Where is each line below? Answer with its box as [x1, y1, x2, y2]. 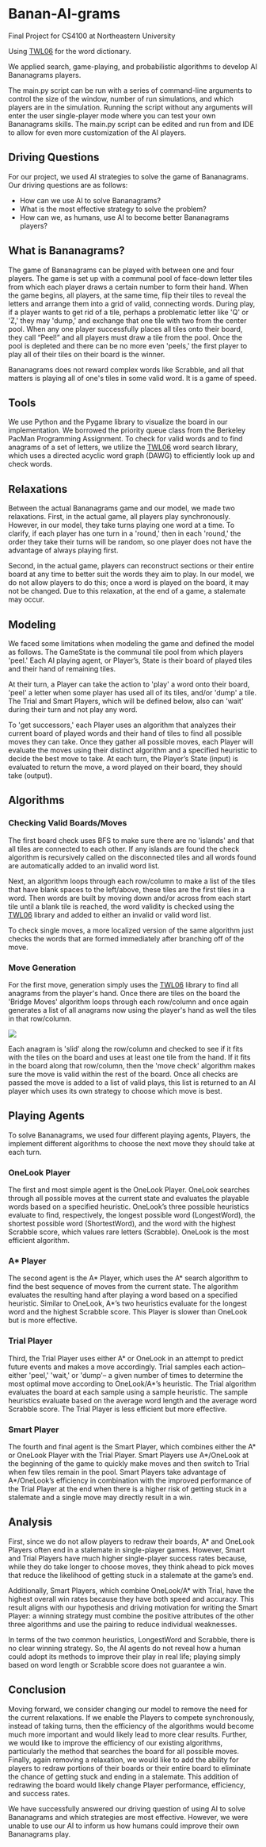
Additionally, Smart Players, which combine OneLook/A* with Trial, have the [8, 1585, 255, 1595]
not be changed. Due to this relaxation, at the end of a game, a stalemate [8, 587, 246, 596]
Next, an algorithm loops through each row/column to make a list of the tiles [8, 876, 256, 886]
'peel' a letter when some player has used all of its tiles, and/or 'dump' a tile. [8, 688, 257, 697]
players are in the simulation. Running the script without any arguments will [8, 102, 253, 112]
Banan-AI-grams [8, 5, 121, 23]
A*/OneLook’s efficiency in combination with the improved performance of [8, 1476, 252, 1485]
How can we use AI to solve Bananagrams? [19, 195, 161, 205]
